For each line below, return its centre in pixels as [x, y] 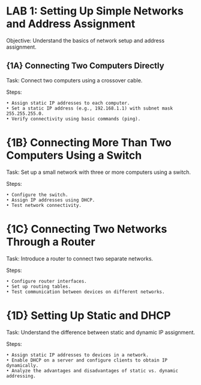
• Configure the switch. [37, 195]
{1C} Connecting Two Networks [87, 229]
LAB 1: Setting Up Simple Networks [95, 11]
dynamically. [22, 365]
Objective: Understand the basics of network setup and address [85, 40]
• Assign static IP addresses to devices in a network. [77, 355]
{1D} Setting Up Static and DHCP [88, 316]
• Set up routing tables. [38, 286]
